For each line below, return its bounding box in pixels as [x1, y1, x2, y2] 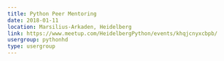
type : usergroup [7, 43, 55, 50]
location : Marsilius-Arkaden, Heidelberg [7, 23, 132, 30]
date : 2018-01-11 [7, 17, 59, 24]
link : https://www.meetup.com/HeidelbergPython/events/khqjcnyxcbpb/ [7, 29, 218, 37]
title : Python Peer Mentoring [7, 10, 97, 18]
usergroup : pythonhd [7, 36, 69, 43]
